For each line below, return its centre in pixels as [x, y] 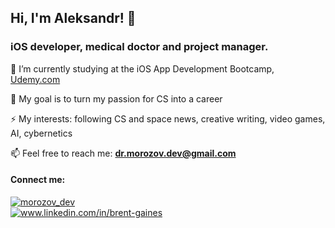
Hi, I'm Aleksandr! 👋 [73, 18]
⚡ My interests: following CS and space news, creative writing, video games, [168, 118]
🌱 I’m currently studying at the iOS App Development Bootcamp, [142, 68]
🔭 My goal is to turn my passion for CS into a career [116, 98]
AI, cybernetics [41, 133]
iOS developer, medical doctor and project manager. [139, 47]
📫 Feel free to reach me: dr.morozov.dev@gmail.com [123, 153]
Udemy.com [35, 79]
